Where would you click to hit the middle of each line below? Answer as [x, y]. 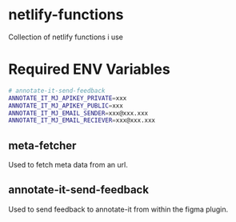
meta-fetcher [42, 145]
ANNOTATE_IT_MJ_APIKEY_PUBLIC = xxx [66, 106]
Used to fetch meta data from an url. [68, 165]
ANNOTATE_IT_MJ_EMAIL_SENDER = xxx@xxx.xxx [78, 113]
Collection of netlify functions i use [66, 37]
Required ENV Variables [89, 69]
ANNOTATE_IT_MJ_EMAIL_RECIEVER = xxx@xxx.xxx [82, 121]
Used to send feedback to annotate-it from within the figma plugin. [118, 209]
